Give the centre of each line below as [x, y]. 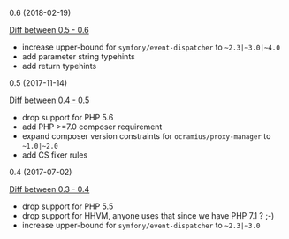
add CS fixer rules [55, 155]
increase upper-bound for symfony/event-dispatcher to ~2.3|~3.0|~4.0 [151, 47]
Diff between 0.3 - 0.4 [49, 189]
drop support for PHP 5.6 [68, 117]
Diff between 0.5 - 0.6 [49, 30]
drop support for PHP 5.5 [68, 206]
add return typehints [59, 66]
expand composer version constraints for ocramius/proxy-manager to [146, 136]
